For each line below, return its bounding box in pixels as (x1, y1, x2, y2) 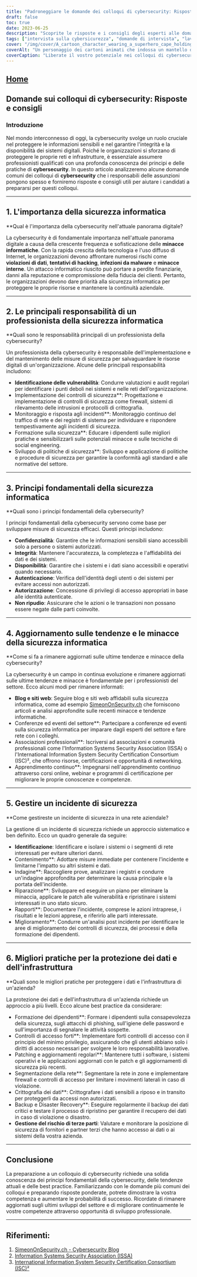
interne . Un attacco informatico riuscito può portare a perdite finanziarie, (6, 265, 183, 272)
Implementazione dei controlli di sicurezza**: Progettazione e (14, 392, 163, 399)
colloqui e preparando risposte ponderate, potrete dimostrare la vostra (6, 1189, 176, 1196)
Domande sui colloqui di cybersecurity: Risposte (6, 94, 188, 104)
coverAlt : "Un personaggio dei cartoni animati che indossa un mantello (6, 47, 188, 53)
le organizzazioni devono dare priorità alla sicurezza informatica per (6, 278, 171, 285)
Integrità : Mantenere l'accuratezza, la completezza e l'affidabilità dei (14, 550, 182, 557)
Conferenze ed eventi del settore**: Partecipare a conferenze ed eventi (14, 719, 187, 727)
